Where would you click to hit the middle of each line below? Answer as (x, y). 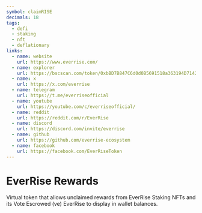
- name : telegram (33, 90)
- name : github (31, 135)
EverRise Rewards (53, 181)
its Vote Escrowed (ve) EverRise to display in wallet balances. (82, 204)
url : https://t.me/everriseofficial (63, 95)
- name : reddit (31, 112)
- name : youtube (32, 101)
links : (14, 51)
